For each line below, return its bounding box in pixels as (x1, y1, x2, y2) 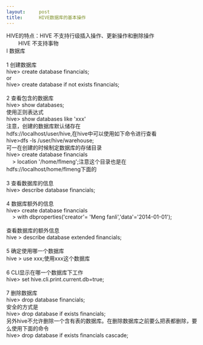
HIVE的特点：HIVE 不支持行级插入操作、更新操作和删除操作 (6, 31, 155, 39)
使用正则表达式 (6, 108, 44, 116)
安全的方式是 (6, 303, 38, 310)
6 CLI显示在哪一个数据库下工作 (6, 269, 84, 276)
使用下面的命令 (11, 324, 49, 332)
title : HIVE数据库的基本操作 (6, 15, 86, 21)
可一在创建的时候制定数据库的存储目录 (6, 143, 102, 151)
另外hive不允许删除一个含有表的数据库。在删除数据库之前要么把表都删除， (6, 317, 192, 324)
